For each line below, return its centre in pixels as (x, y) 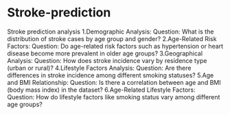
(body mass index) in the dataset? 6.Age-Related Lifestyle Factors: (101, 90)
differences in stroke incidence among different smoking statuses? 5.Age (111, 75)
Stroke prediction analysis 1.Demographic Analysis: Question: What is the (111, 31)
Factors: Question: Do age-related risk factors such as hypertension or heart (115, 46)
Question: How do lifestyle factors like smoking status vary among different (114, 97)
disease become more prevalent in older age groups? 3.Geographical (105, 53)
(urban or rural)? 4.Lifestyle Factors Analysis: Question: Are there (99, 68)
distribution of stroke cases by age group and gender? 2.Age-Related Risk (112, 38)
